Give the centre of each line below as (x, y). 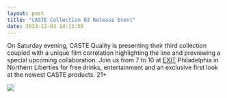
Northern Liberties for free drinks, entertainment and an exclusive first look (113, 68)
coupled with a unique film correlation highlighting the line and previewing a (114, 53)
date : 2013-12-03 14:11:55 (45, 26)
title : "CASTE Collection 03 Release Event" (71, 20)
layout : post (26, 13)
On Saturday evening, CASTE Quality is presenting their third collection (107, 46)
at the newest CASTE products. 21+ (57, 75)
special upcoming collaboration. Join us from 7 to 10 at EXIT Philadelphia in (113, 60)
